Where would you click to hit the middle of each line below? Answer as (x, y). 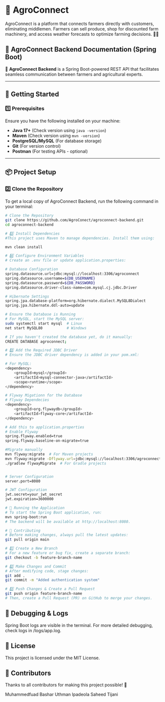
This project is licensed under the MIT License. (53, 658)
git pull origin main (27, 540)
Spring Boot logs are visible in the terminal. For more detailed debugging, (79, 625)
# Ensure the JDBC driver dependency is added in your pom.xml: (72, 355)
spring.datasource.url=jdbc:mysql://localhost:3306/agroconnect (72, 274)
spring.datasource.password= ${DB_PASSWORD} (50, 283)
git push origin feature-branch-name (44, 594)
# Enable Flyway (22, 432)
